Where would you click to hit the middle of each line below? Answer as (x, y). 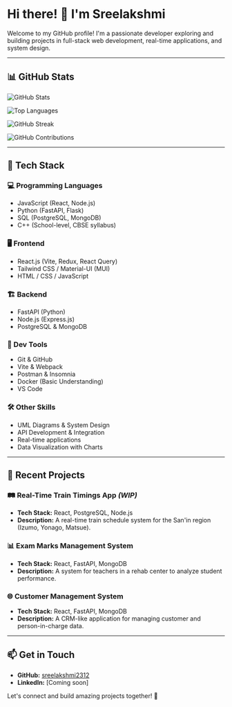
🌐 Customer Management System (65, 596)
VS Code (30, 389)
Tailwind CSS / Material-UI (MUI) (64, 268)
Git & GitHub (35, 359)
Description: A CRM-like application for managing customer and (109, 619)
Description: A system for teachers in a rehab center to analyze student (119, 571)
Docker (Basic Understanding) (60, 381)
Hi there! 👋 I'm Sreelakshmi (86, 14)
